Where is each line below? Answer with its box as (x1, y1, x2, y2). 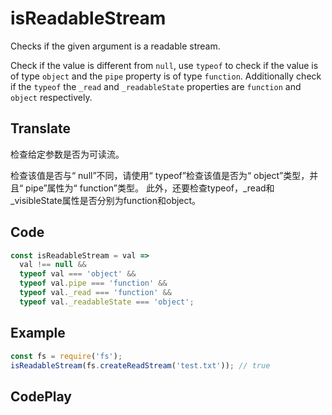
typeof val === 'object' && (19, 269, 137, 279)
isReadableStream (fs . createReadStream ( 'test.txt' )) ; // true (10, 360, 271, 371)
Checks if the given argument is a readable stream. (10, 40, 221, 52)
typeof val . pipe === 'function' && (19, 278, 168, 289)
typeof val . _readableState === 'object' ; (19, 297, 195, 307)
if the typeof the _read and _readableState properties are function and (10, 80, 302, 92)
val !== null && (19, 260, 87, 270)
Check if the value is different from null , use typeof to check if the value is (10, 59, 319, 71)
